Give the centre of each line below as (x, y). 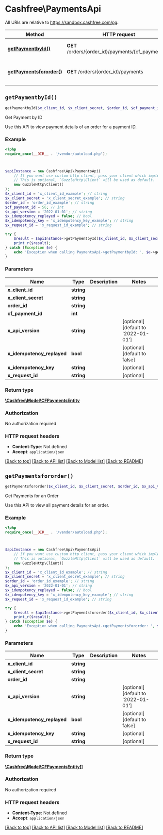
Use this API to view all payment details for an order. (57, 505)
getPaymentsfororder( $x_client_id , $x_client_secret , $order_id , (72, 486)
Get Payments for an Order (32, 496)
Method (35, 34)
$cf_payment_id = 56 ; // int (34, 207)
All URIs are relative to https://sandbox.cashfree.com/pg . (62, 22)
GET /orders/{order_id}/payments (105, 71)
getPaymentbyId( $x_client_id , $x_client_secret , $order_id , (67, 108)
